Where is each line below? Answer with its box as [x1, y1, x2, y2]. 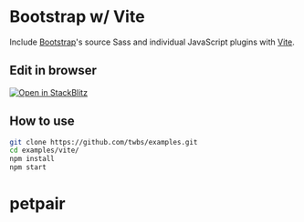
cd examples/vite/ [9, 146, 79, 156]
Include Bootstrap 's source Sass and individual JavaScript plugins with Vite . [9, 36, 295, 47]
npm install [9, 155, 55, 164]
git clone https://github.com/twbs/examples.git [9, 137, 198, 146]
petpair [9, 194, 66, 215]
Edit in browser [9, 63, 98, 78]
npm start [9, 163, 47, 172]
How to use [9, 114, 75, 129]
